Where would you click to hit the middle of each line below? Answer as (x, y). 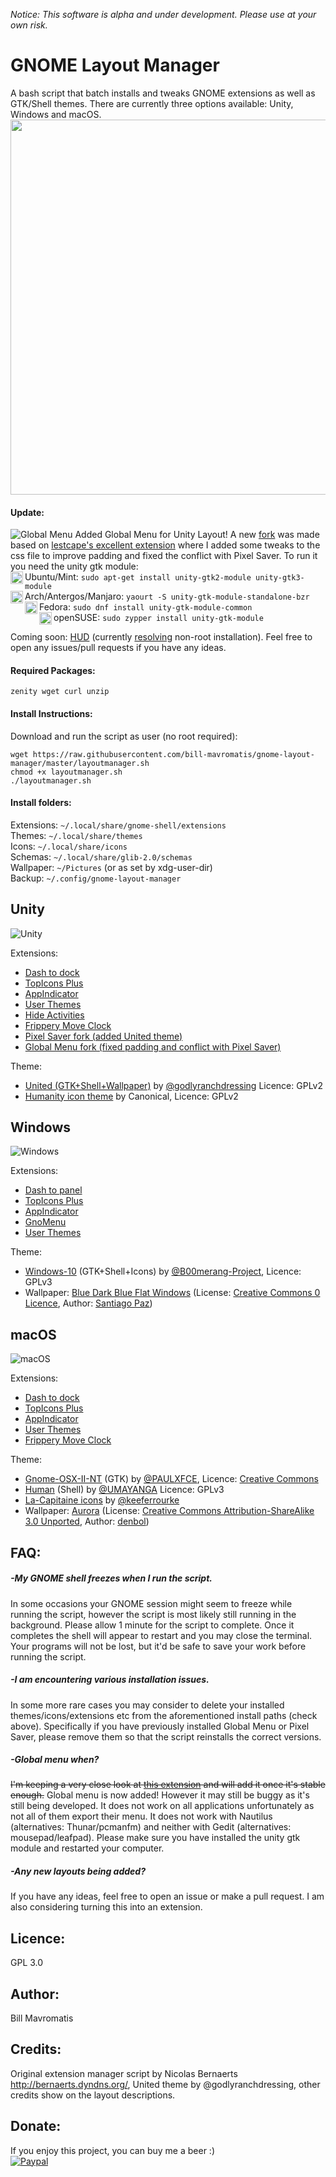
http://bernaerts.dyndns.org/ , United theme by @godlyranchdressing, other (165, 2084)
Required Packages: (53, 670)
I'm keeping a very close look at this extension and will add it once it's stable (168, 1785)
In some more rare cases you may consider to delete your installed (147, 1705)
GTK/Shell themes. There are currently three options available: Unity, (152, 103)
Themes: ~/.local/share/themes (76, 835)
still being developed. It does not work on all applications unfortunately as (162, 1806)
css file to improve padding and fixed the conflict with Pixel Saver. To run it (164, 556)
